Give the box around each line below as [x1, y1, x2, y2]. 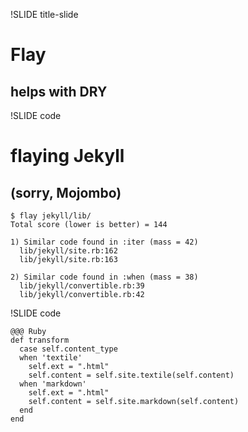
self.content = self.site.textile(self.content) [28, 370, 235, 380]
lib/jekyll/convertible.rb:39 [19, 281, 145, 291]
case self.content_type [19, 344, 118, 354]
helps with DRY [10, 83, 108, 100]
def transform [10, 335, 70, 345]
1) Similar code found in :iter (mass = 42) [10, 237, 199, 247]
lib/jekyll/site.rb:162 [19, 246, 118, 256]
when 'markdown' [19, 379, 87, 389]
